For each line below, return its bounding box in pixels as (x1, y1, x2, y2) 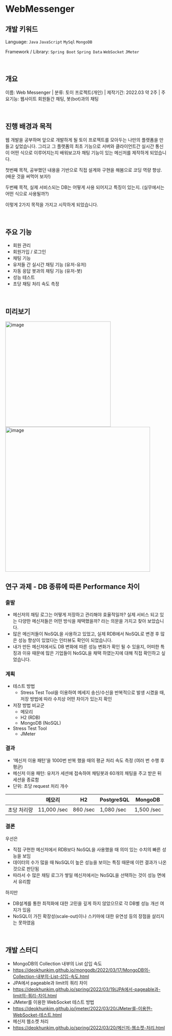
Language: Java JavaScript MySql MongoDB (5, 39, 93, 45)
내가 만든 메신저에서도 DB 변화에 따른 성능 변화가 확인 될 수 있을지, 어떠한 (12, 643, 160, 649)
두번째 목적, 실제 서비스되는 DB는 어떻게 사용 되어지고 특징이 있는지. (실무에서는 (5, 184, 165, 190)
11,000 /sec (37, 806, 68, 813)
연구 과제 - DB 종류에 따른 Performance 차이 (5, 582, 140, 591)
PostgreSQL (99, 796, 130, 803)
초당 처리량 (8, 806, 33, 813)
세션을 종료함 (12, 776, 39, 783)
